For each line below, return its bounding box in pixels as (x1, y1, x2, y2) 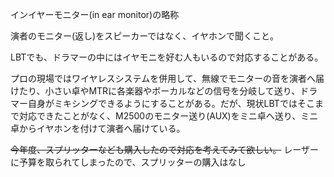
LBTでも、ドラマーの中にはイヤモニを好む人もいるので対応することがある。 (10, 51, 324, 63)
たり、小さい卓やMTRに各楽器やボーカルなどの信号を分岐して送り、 (18, 85, 301, 97)
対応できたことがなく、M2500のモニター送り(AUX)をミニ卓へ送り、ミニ (18, 110, 319, 122)
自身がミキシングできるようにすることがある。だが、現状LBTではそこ (27, 98, 315, 109)
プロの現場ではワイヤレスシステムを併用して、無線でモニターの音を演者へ (10, 73, 317, 84)
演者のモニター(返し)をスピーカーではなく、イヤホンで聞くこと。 (10, 30, 279, 42)
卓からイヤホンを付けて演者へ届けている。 (10, 123, 186, 134)
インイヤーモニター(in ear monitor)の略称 (10, 9, 180, 20)
